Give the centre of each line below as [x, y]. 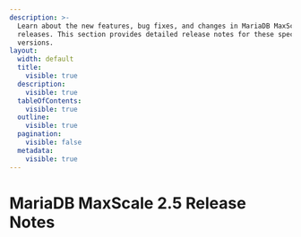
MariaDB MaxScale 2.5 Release [128, 203]
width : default [46, 59]
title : [30, 68]
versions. [35, 42]
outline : [34, 117]
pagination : [40, 134]
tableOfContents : [50, 101]
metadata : [35, 150]
